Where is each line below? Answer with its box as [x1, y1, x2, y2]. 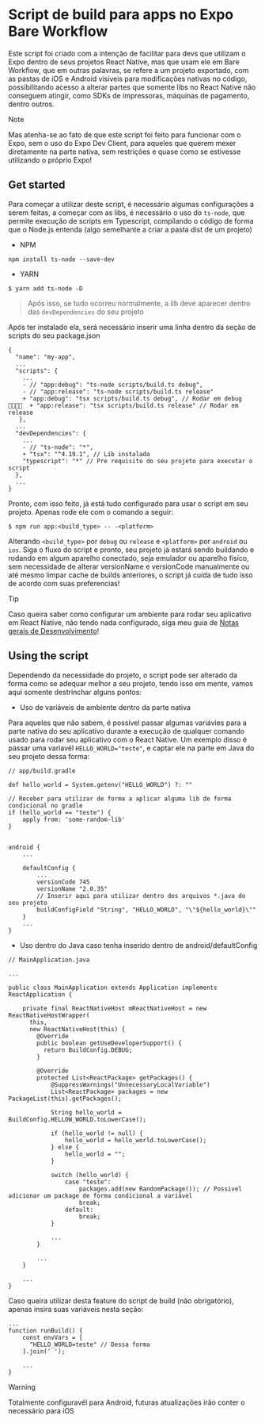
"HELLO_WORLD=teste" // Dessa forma [28, 1341, 150, 1348]
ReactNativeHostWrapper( [8, 1011, 90, 1019]
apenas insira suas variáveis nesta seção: [8, 1304, 144, 1314]
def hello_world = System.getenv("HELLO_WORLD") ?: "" [8, 781, 193, 788]
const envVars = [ [22, 1333, 83, 1341]
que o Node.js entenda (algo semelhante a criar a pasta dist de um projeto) [8, 224, 253, 234]
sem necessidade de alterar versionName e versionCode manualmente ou [8, 562, 250, 571]
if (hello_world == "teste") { [8, 808, 112, 816]
